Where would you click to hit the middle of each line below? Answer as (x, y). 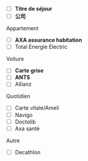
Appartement (22, 28)
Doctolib (25, 122)
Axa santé (27, 128)
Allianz (23, 84)
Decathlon (28, 152)
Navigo (24, 115)
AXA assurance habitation (48, 40)
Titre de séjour (34, 9)
